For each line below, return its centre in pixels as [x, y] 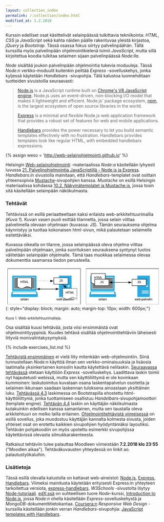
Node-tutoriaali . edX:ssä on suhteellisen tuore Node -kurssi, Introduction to [81, 494]
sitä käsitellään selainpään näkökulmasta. [47, 191]
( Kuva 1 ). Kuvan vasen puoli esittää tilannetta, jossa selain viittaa [70, 219]
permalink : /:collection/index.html [43, 15]
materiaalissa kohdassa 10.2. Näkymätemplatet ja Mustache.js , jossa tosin [80, 185]
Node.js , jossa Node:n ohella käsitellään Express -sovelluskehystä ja [73, 499]
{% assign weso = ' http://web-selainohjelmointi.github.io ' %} [67, 155]
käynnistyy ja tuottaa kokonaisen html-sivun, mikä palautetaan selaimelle [79, 229]
